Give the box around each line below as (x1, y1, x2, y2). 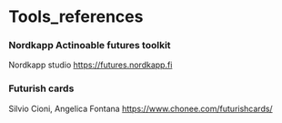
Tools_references (8, 6, 144, 27)
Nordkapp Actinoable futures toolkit (8, 39, 171, 52)
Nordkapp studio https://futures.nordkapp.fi (8, 59, 173, 70)
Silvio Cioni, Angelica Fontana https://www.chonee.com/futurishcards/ (8, 103, 274, 114)
